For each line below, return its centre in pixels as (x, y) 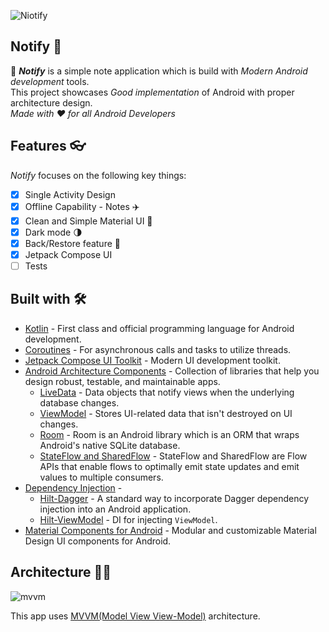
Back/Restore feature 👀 (72, 243)
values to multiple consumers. (101, 477)
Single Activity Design (70, 194)
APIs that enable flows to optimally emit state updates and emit (169, 466)
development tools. (50, 81)
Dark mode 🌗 (53, 232)
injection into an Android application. (115, 509)
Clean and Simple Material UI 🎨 (88, 221)
